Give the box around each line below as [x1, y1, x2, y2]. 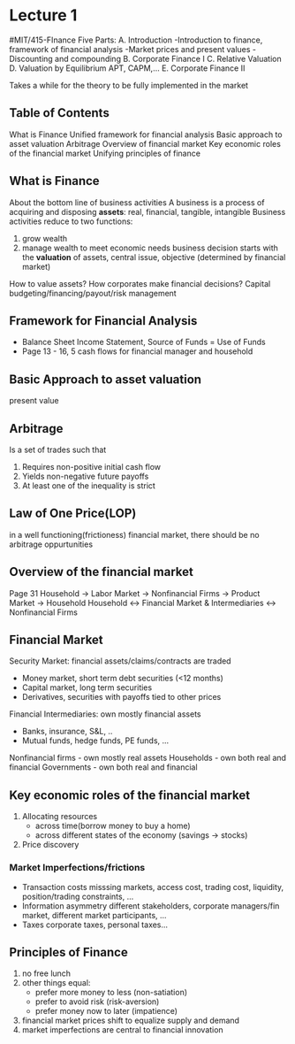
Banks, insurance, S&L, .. [21, 726, 113, 737]
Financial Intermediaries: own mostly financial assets [9, 709, 201, 719]
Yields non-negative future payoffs [21, 471, 149, 481]
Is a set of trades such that [9, 444, 107, 455]
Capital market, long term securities [21, 682, 153, 693]
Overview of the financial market [9, 564, 194, 580]
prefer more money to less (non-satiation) [34, 987, 188, 998]
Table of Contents [9, 105, 110, 120]
